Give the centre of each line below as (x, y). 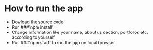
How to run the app (44, 8)
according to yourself (33, 37)
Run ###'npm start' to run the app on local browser (63, 42)
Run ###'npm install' (32, 27)
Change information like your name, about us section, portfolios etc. (80, 32)
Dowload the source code (38, 22)
